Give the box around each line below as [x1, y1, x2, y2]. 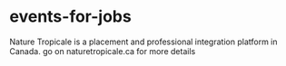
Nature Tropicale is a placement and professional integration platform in [9, 36, 278, 47]
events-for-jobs [9, 6, 132, 27]
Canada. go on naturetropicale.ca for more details [9, 45, 196, 56]
